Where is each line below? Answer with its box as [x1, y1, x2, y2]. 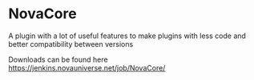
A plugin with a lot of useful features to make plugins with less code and [8, 31, 247, 40]
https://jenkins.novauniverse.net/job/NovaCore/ [8, 63, 166, 72]
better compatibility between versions [8, 39, 134, 48]
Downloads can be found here [8, 55, 108, 64]
